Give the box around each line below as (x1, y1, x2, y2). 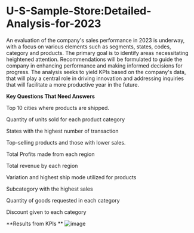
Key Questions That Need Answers (6, 93, 96, 100)
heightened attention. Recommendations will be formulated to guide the (6, 56, 183, 63)
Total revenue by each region (6, 162, 78, 169)
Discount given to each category (6, 208, 87, 216)
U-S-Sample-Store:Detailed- (6, 4, 152, 18)
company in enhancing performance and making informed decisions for (6, 62, 183, 69)
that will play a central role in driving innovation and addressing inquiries (6, 75, 184, 82)
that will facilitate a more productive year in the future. (6, 81, 140, 88)
